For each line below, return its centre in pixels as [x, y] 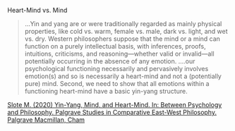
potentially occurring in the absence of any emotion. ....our [110, 61]
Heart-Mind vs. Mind [37, 10]
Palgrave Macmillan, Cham [46, 120]
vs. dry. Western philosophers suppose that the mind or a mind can [122, 39]
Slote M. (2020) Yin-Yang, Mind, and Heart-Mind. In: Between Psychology [115, 105]
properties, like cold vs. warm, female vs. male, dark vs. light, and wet [126, 31]
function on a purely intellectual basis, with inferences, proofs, [115, 46]
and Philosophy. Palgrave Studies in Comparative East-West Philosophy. [112, 112]
